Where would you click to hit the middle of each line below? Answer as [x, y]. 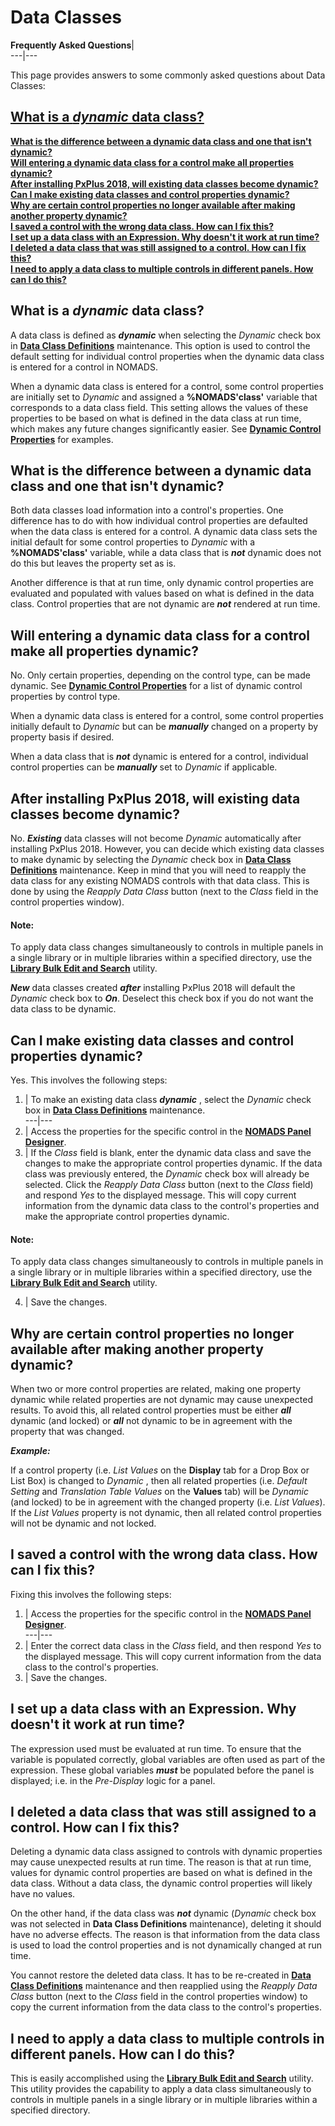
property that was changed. [67, 1432]
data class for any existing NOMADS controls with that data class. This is [160, 880]
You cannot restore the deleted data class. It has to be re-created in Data [161, 1975]
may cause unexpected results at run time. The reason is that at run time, [161, 1862]
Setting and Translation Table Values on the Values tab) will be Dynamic [160, 1492]
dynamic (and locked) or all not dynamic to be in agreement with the [151, 1421]
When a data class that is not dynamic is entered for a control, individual [159, 757]
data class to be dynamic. [63, 1009]
